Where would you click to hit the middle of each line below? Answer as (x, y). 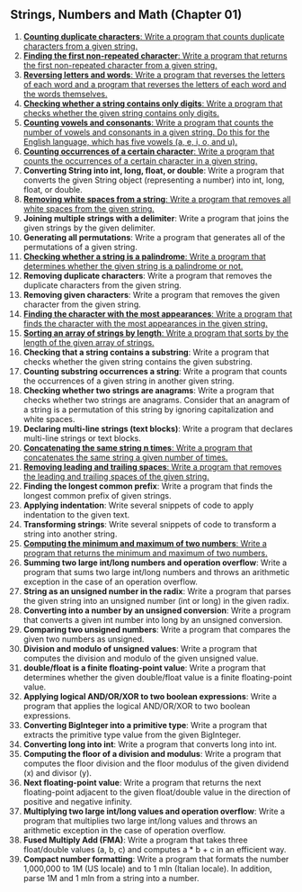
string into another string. (70, 534)
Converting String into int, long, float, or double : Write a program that (154, 170)
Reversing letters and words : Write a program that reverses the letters (154, 75)
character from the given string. (82, 304)
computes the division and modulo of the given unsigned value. (141, 658)
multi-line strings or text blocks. (82, 438)
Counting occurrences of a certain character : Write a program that (149, 151)
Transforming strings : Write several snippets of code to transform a (150, 524)
